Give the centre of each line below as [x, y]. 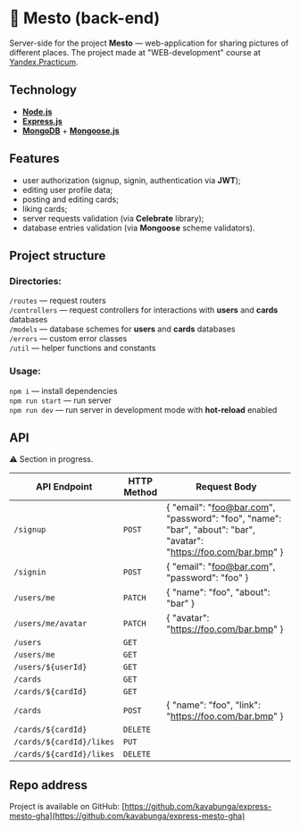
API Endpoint [64, 487]
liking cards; [45, 208]
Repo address [48, 785]
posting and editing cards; [70, 199]
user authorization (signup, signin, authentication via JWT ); [131, 180]
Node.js [37, 112]
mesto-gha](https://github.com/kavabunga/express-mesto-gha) [127, 816]
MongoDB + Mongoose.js [71, 130]
